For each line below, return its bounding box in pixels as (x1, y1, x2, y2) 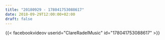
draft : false (5, 16, 33, 21)
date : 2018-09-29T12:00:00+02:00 (5, 12, 75, 17)
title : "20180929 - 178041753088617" (5, 7, 85, 12)
